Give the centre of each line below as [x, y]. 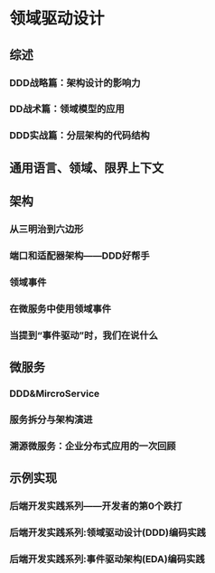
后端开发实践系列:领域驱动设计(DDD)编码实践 [107, 532]
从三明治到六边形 [47, 230]
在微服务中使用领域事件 [60, 308]
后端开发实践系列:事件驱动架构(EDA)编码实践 [107, 559]
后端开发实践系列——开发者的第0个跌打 [96, 506]
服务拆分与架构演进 [51, 419]
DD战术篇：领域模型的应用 [67, 109]
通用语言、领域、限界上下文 [87, 168]
